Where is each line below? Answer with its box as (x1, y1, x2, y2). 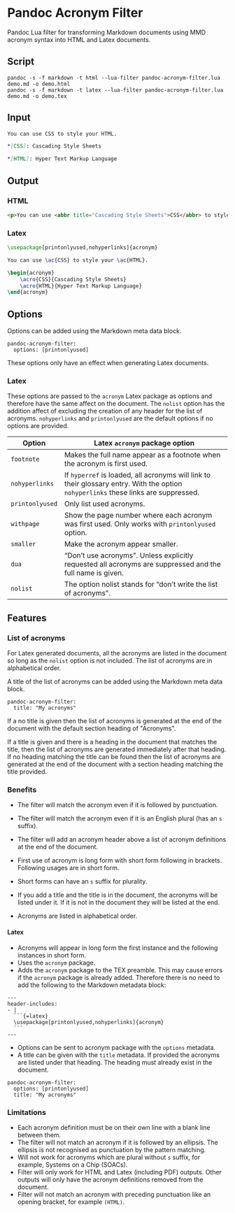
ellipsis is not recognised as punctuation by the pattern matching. (17, 1145, 206, 1154)
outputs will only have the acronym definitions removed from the (17, 1175, 204, 1184)
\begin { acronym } (7, 269, 55, 276)
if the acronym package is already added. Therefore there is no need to (17, 973, 220, 981)
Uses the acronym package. (17, 958, 96, 967)
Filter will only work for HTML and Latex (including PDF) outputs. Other (17, 1168, 222, 1176)
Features (7, 612, 47, 624)
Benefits (7, 785, 37, 795)
